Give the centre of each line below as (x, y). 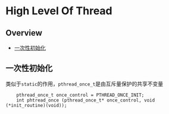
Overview (24, 33)
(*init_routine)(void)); (36, 105)
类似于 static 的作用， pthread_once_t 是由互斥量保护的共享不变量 (84, 84)
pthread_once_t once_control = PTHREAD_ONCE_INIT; (80, 95)
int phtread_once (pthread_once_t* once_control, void (86, 100)
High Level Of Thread (59, 11)
